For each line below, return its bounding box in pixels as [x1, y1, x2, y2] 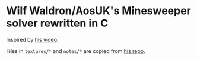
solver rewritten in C [6, 16, 109, 30]
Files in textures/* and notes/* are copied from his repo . [6, 47, 145, 54]
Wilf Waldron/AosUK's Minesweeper [6, 4, 191, 18]
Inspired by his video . [6, 36, 59, 43]
